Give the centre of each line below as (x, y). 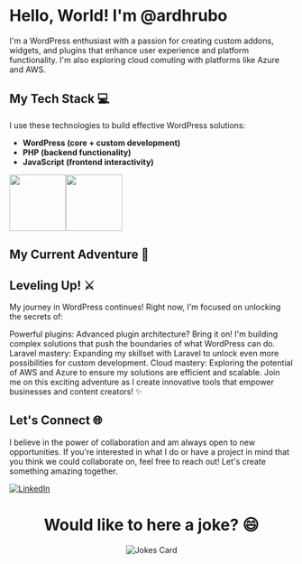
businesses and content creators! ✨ (76, 391)
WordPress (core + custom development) (101, 143)
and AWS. (28, 69)
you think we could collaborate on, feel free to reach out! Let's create (137, 461)
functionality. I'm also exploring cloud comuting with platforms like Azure (145, 60)
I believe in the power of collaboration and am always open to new (132, 442)
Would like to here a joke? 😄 (151, 525)
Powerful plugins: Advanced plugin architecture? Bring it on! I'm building (144, 334)
